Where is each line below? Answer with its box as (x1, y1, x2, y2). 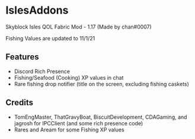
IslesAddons (5, 4, 69, 17)
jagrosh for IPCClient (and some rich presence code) (14, 119, 143, 127)
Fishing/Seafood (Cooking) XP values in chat (14, 74, 124, 81)
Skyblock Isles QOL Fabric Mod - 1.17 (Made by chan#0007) (5, 23, 152, 30)
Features (5, 52, 39, 62)
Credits (5, 97, 34, 108)
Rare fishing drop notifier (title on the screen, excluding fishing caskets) (14, 80, 189, 87)
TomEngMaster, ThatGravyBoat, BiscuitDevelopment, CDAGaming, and (14, 113, 187, 121)
